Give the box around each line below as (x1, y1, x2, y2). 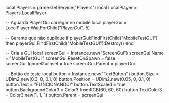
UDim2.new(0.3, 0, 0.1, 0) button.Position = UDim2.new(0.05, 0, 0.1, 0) (5, 76, 151, 82)
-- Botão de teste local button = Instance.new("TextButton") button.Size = (5, 71, 159, 77)
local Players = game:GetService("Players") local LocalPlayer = (5, 5, 137, 10)
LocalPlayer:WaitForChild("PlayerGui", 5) (5, 25, 90, 31)
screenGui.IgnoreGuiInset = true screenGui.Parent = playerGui (5, 61, 135, 66)
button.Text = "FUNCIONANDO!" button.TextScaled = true (5, 81, 126, 87)
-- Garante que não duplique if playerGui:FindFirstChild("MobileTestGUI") (5, 35, 158, 41)
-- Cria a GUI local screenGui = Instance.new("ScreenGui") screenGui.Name (5, 50, 164, 56)
